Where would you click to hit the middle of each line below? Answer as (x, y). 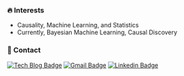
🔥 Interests (26, 10)
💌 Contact (24, 50)
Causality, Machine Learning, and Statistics (78, 25)
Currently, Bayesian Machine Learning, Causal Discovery (97, 32)
